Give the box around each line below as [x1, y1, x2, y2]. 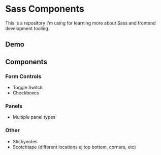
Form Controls [5, 72, 42, 80]
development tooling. [5, 25, 50, 31]
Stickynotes [12, 138, 38, 144]
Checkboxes [12, 90, 39, 96]
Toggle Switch [12, 85, 43, 91]
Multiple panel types [12, 114, 56, 120]
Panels [5, 102, 23, 110]
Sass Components [5, 3, 85, 15]
